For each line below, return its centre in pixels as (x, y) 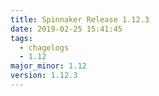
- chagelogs (44, 47)
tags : (21, 38)
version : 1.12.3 (44, 76)
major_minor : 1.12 (48, 66)
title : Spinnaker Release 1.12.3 (80, 19)
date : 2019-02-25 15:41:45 (66, 29)
